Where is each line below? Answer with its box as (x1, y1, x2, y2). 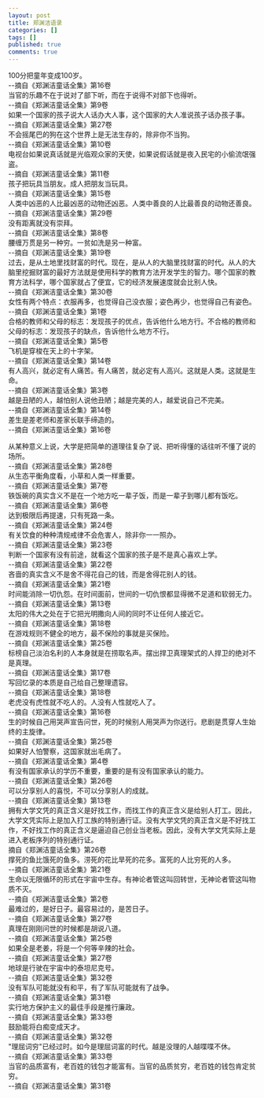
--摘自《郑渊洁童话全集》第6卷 (8, 501, 108, 510)
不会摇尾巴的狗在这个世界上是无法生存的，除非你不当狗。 (8, 130, 194, 139)
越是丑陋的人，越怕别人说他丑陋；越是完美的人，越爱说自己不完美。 (8, 395, 229, 405)
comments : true (8, 48, 58, 56)
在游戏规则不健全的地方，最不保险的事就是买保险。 (8, 629, 174, 638)
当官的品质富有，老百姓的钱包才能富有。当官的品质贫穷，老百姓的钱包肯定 (8, 1062, 249, 1070)
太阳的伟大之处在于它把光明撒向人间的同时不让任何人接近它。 (8, 609, 208, 618)
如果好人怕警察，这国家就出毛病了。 (8, 747, 126, 756)
